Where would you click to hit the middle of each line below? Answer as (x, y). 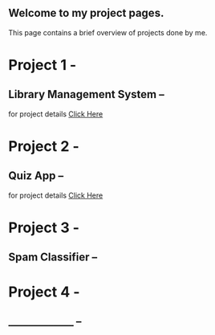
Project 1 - (43, 65)
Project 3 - (44, 227)
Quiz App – (36, 176)
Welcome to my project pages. (86, 13)
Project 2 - (44, 146)
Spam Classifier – (53, 257)
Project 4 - (44, 292)
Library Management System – (86, 94)
